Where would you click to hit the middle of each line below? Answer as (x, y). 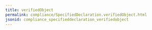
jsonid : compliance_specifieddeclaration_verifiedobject (67, 19)
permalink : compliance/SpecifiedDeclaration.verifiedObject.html (76, 15)
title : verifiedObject (29, 10)
